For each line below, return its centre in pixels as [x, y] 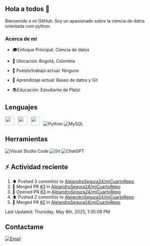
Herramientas [26, 139]
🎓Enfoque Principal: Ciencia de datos [51, 50]
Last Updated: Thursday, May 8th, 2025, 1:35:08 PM [58, 212]
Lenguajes [21, 107]
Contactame [24, 227]
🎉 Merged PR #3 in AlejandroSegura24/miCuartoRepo [66, 186]
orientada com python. [28, 26]
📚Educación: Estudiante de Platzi [46, 90]
